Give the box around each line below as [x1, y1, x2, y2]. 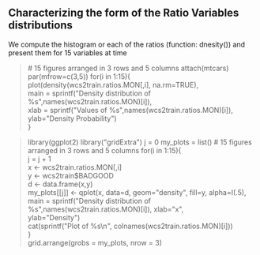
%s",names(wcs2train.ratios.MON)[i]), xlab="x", [27, 204, 184, 214]
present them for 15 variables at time [8, 47, 128, 58]
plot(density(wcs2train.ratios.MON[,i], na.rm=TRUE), [27, 80, 199, 89]
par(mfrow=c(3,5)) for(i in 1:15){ [27, 71, 131, 81]
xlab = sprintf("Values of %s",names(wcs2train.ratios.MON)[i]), [27, 105, 233, 114]
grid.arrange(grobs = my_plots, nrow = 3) [27, 238, 162, 247]
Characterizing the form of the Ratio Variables [8, 6, 239, 20]
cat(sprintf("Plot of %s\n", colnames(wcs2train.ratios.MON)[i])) [27, 221, 233, 231]
